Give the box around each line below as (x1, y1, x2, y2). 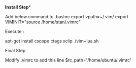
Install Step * (5, 4, 31, 10)
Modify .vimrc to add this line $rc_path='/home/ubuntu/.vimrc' (5, 57, 132, 63)
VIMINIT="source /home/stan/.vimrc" (5, 19, 81, 25)
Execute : (5, 29, 24, 34)
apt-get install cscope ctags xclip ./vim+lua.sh (5, 38, 99, 44)
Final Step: (5, 48, 27, 53)
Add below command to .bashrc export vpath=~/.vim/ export (5, 14, 129, 19)
